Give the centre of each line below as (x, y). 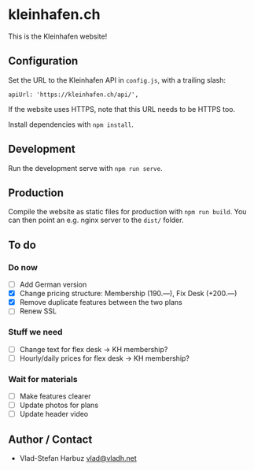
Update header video (54, 414)
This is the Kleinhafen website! (58, 36)
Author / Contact (50, 439)
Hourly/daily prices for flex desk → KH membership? (105, 358)
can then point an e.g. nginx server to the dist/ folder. (96, 220)
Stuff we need (35, 332)
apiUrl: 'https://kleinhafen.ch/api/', (74, 95)
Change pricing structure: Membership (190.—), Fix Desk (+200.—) (128, 294)
